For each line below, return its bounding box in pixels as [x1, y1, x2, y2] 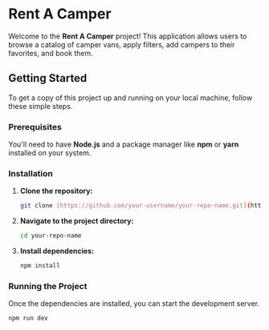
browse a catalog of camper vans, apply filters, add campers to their [8, 39, 235, 49]
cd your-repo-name [19, 231, 82, 240]
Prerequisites [8, 121, 62, 132]
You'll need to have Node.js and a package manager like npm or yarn [8, 139, 239, 149]
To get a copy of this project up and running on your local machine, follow [8, 93, 253, 103]
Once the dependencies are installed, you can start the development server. [8, 299, 259, 308]
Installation [8, 167, 54, 179]
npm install [19, 262, 60, 270]
